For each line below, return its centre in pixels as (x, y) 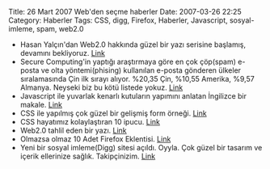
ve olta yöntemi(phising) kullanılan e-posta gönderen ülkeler (141, 70)
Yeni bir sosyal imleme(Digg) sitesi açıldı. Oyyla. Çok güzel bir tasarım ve (141, 148)
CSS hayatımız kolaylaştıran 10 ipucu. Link (90, 122)
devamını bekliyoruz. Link (62, 53)
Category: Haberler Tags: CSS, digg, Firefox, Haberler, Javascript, (118, 20)
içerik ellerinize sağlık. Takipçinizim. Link (88, 156)
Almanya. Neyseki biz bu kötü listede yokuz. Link (101, 87)
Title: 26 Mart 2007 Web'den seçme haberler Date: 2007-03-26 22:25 (125, 12)
